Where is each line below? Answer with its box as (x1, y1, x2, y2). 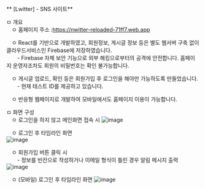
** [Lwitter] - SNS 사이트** (6, 6, 73, 12)
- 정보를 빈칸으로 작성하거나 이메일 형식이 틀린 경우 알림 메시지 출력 (17, 157, 179, 163)
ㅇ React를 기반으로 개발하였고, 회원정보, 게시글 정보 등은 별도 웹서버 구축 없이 (11, 39, 199, 46)
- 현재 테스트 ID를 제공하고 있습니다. (17, 83, 104, 90)
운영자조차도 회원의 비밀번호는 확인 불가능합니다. (12, 62, 130, 69)
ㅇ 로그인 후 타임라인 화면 (11, 129, 72, 136)
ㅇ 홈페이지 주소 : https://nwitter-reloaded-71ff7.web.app (11, 26, 150, 33)
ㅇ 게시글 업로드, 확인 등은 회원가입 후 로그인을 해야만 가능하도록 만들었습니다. (11, 75, 198, 82)
